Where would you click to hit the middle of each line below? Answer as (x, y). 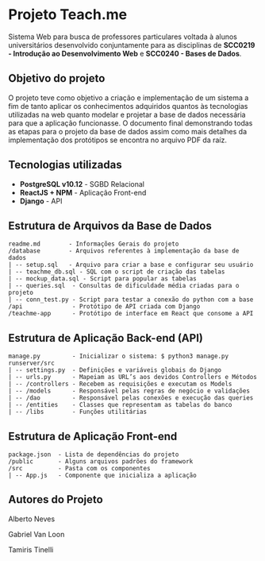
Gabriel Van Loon (36, 534)
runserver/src (32, 363)
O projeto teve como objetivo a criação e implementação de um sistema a (129, 98)
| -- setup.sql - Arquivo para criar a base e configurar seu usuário (131, 265)
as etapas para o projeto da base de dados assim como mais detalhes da (128, 131)
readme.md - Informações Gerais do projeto (94, 244)
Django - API (41, 201)
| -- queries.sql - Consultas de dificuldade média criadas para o (124, 286)
